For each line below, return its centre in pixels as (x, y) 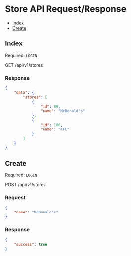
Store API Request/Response (66, 9)
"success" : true (31, 245)
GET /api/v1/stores (24, 65)
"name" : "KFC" (55, 129)
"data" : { (24, 92)
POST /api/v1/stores (25, 185)
